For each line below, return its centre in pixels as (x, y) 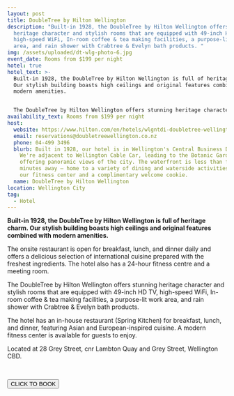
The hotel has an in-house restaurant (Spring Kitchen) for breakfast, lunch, (114, 321)
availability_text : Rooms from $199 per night (76, 117)
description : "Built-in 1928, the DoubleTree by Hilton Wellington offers (118, 26)
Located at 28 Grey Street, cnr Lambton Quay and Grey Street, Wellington (112, 349)
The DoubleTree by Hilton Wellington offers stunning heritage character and (116, 285)
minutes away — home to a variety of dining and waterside (107, 169)
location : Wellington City (46, 188)
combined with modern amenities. (58, 236)
